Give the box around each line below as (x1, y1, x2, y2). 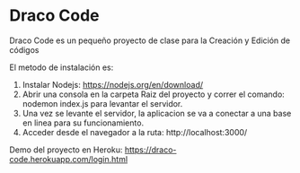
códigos (9, 44, 40, 55)
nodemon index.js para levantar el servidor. (22, 98, 183, 108)
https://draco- (124, 144, 177, 155)
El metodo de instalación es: (9, 62, 114, 73)
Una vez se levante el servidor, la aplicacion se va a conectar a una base (22, 108, 292, 118)
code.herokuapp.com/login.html (9, 153, 128, 164)
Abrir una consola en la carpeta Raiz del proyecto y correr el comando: (22, 89, 285, 99)
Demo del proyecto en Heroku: (9, 144, 123, 155)
